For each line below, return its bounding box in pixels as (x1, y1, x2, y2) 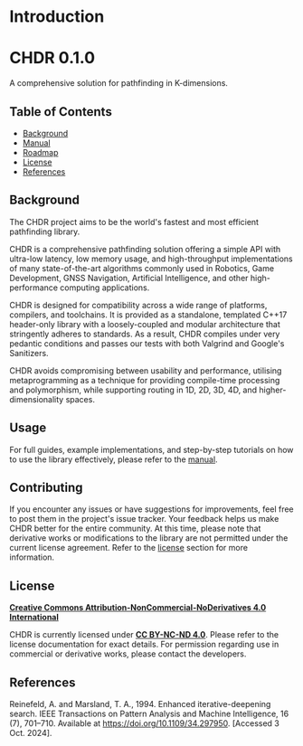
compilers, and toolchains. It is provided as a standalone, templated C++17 (9, 309, 288, 320)
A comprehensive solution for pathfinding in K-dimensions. (9, 78, 229, 89)
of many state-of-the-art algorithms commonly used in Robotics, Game (9, 262, 274, 273)
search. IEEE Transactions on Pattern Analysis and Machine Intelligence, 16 (9, 708, 289, 719)
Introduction (9, 6, 105, 27)
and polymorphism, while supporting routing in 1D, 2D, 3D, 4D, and (9, 384, 258, 395)
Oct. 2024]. (9, 728, 52, 738)
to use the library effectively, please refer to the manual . (9, 454, 219, 465)
